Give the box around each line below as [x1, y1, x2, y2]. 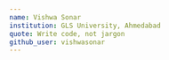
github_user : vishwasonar [9, 37, 105, 47]
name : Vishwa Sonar [9, 12, 82, 22]
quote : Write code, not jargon [9, 29, 125, 38]
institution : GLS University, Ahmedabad [9, 21, 162, 30]
